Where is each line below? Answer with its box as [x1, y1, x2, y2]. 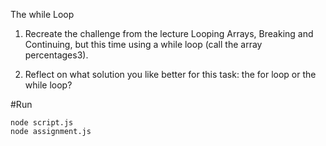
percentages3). [24, 49, 89, 61]
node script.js [10, 118, 74, 128]
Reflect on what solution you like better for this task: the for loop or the [24, 69, 317, 80]
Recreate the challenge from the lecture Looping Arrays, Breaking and [24, 28, 314, 39]
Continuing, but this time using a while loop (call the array [24, 39, 263, 50]
